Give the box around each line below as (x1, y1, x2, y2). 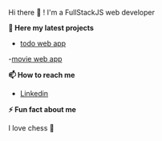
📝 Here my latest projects (8, 23, 95, 32)
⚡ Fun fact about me (8, 105, 76, 114)
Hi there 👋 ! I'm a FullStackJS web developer (8, 8, 155, 17)
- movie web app (8, 54, 63, 63)
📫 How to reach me (8, 70, 75, 79)
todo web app (19, 38, 67, 48)
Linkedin (19, 89, 49, 98)
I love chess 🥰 (8, 123, 55, 132)
